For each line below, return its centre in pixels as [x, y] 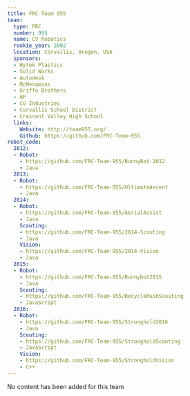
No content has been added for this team [66, 386]
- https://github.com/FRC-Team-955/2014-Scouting [93, 232]
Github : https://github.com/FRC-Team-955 [80, 135]
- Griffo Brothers [40, 91]
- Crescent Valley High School [58, 116]
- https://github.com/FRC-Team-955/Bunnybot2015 [91, 277]
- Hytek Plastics [38, 65]
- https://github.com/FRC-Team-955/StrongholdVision [97, 361]
